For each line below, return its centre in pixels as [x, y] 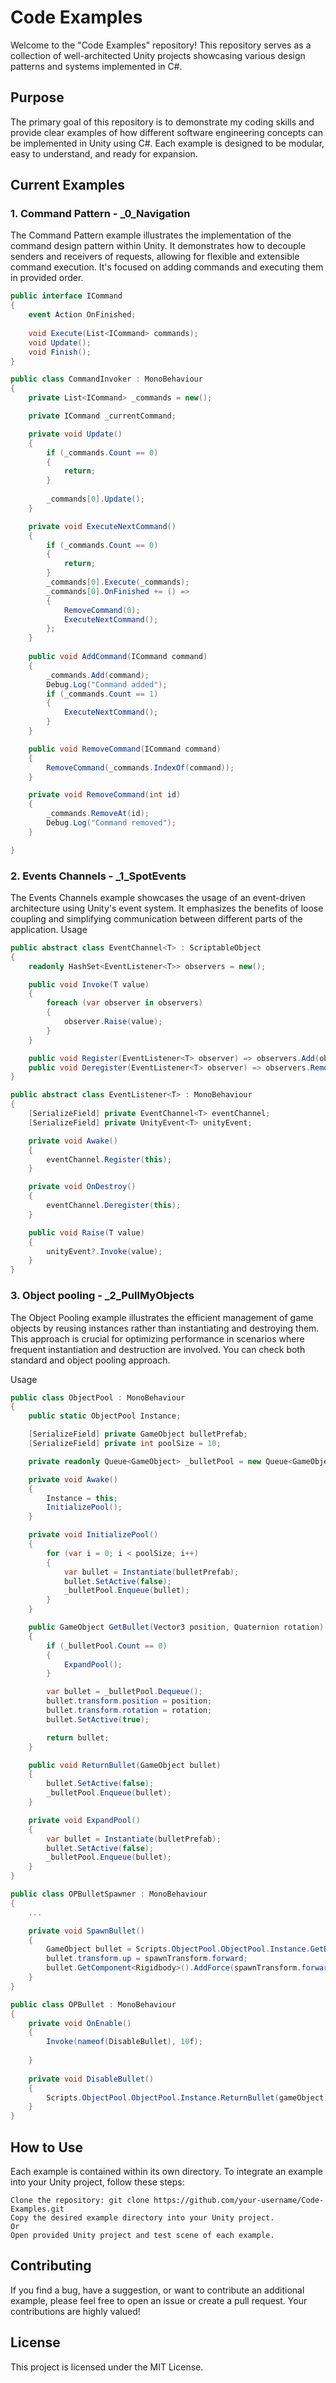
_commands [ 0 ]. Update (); [95, 499]
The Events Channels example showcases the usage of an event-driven [158, 897]
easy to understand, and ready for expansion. [104, 153]
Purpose [37, 97]
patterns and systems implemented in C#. [96, 66]
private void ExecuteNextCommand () [102, 526]
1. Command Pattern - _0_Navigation [100, 214]
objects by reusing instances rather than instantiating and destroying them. [165, 1328]
